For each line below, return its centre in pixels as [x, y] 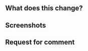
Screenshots [26, 25]
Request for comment [40, 42]
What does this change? [44, 8]
